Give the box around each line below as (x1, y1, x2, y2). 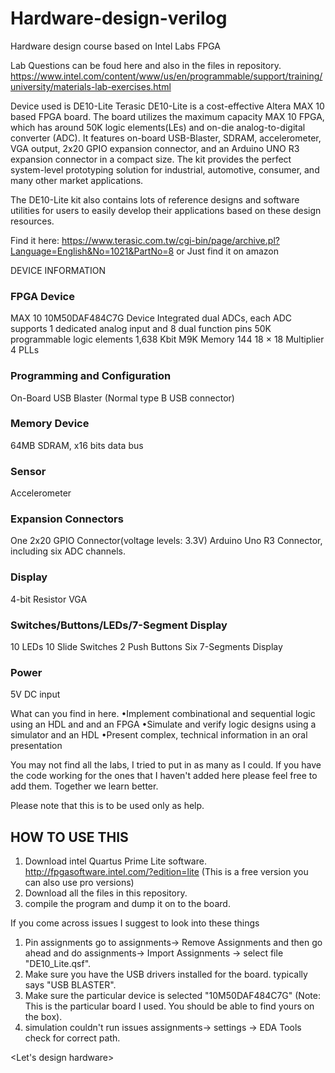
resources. (10, 215, 55, 227)
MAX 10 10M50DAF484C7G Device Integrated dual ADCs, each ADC (10, 312, 292, 324)
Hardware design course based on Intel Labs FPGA (10, 40, 221, 52)
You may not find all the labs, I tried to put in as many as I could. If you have (10, 759, 322, 771)
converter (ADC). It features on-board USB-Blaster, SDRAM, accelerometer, (10, 132, 322, 144)
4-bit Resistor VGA (10, 593, 88, 605)
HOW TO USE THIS (10, 828, 129, 846)
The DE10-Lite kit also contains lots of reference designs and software (10, 193, 300, 206)
